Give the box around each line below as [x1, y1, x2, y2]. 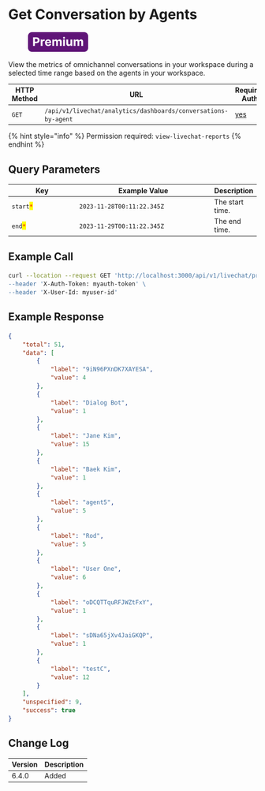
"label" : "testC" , [50, 665, 111, 673]
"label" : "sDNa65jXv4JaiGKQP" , [50, 632, 154, 640]
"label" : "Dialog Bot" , [50, 398, 129, 407]
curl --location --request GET [8, 272, 111, 280]
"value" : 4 [50, 374, 87, 382]
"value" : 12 [50, 673, 90, 681]
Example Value [118, 185, 169, 195]
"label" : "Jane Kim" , [50, 432, 122, 440]
